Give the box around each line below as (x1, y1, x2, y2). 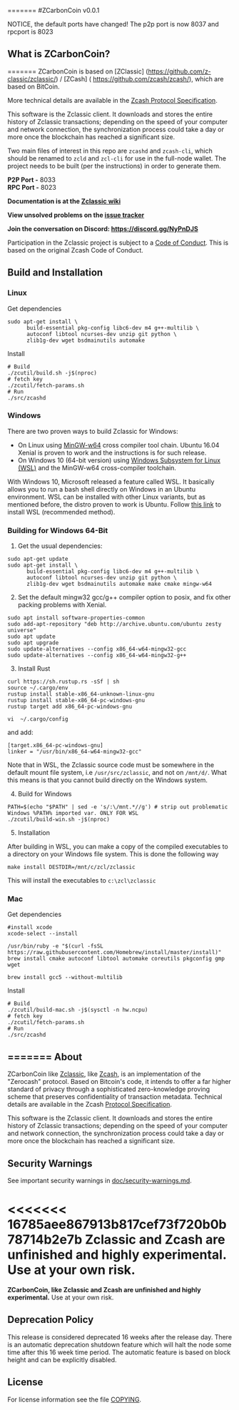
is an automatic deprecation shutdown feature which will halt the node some (7, 1340, 232, 1349)
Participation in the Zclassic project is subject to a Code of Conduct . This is (7, 238, 229, 247)
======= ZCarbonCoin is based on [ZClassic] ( (7, 67, 148, 76)
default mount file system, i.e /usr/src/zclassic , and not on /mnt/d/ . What (7, 769, 227, 777)
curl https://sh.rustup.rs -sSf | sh (7, 678, 120, 686)
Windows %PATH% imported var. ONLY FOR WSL (7, 810, 139, 817)
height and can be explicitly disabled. (7, 1355, 117, 1364)
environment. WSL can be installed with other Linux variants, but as (7, 492, 205, 501)
